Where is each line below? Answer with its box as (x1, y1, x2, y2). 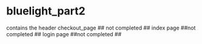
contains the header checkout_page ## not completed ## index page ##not (6, 24, 196, 31)
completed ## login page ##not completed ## (6, 30, 122, 37)
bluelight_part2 (6, 4, 86, 18)
